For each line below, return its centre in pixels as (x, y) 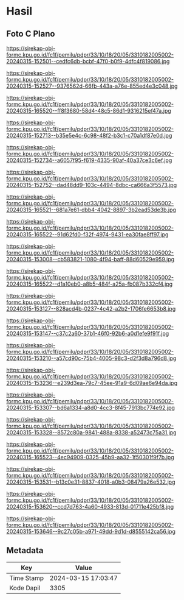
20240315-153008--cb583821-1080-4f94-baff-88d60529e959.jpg (90, 259)
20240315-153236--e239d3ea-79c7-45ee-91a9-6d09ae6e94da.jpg (92, 383)
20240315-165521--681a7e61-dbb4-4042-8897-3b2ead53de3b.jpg (91, 210)
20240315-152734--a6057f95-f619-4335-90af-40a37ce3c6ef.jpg (89, 160)
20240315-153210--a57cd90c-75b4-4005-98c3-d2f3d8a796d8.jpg (91, 358)
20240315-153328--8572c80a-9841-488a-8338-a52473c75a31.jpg (91, 432)
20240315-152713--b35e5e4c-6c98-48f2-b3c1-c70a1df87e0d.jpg (89, 136)
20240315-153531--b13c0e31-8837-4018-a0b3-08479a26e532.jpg (91, 482)
